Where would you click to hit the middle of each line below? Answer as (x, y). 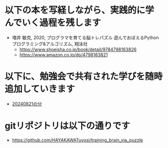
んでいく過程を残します (53, 23)
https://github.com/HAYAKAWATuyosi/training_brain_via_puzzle (77, 140)
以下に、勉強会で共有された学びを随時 (84, 77)
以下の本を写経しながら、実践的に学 (79, 10)
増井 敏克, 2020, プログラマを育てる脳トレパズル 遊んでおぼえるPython (85, 37)
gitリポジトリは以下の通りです (67, 126)
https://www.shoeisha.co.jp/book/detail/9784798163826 (78, 49)
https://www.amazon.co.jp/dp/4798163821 (64, 54)
